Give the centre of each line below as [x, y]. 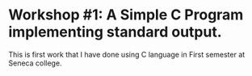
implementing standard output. [115, 32]
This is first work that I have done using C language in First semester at [127, 54]
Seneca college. [35, 63]
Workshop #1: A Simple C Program [126, 15]
